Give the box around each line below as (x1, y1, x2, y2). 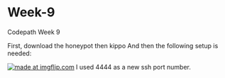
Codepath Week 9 (7, 28, 60, 36)
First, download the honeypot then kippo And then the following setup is (7, 41, 219, 50)
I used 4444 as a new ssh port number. (75, 62, 192, 71)
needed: (7, 49, 32, 57)
